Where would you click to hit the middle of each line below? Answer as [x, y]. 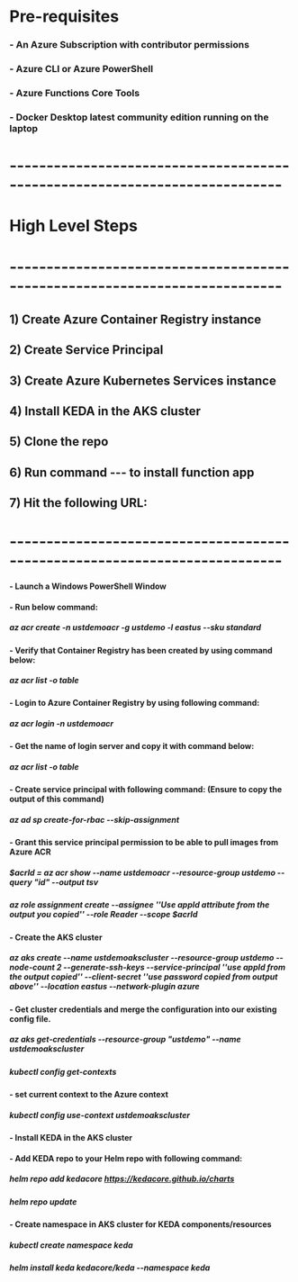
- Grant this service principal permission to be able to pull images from [144, 843]
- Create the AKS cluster [56, 937]
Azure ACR [30, 852]
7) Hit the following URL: [79, 503]
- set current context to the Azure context [89, 1095]
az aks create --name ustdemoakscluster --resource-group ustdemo [142, 958]
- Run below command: [54, 607]
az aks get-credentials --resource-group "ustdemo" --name [125, 1039]
